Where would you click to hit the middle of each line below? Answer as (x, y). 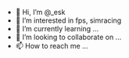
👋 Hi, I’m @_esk (40, 12)
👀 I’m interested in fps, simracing (68, 20)
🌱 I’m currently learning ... (57, 29)
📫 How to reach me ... (52, 46)
